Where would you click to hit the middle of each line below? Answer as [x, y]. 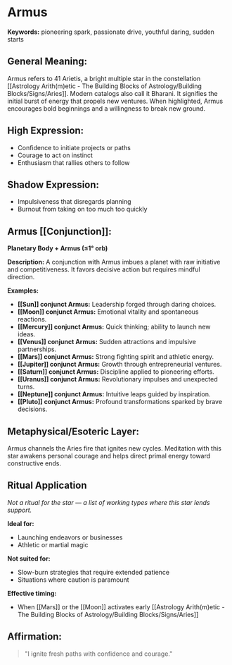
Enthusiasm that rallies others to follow [73, 162]
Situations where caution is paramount [73, 580]
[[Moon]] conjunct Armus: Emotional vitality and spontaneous [108, 312]
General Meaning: [47, 62]
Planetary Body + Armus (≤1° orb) [58, 248]
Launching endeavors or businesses [70, 537]
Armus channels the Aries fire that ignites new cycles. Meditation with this [114, 448]
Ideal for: [21, 523]
